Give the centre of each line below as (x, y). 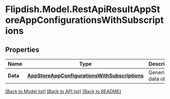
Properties (22, 49)
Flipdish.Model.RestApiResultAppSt (83, 9)
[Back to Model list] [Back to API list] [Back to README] (63, 91)
